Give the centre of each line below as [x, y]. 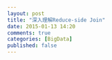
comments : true [29, 33]
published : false [32, 46]
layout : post [26, 13]
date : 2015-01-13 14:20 [41, 26]
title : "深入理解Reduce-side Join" [56, 20]
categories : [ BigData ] [40, 39]
